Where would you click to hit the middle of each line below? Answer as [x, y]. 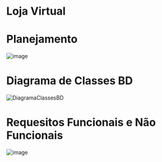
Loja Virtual [36, 11]
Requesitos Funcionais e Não [81, 123]
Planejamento [42, 39]
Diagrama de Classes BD [70, 81]
